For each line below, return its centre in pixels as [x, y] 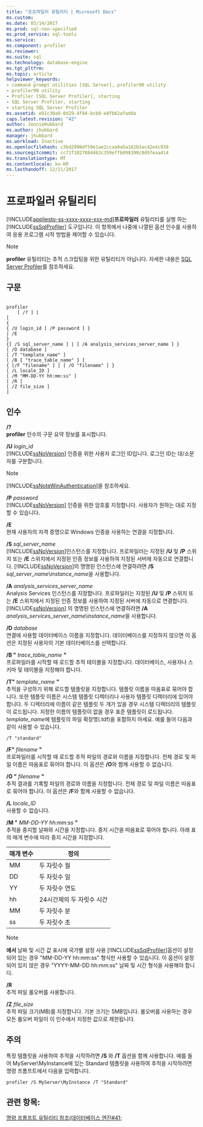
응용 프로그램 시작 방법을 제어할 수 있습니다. [64, 234]
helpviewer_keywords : [34, 79]
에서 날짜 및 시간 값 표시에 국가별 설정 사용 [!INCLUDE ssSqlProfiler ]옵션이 [94, 950]
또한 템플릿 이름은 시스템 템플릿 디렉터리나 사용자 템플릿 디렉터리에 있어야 [106, 696]
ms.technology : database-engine [47, 62]
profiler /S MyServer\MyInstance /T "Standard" [67, 1082]
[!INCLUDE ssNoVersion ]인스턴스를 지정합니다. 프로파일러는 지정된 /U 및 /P [96, 551]
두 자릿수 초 [55, 922]
